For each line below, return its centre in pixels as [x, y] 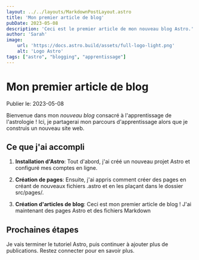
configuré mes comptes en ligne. [56, 168]
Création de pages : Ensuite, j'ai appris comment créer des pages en [101, 180]
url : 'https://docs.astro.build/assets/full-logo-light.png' [96, 46]
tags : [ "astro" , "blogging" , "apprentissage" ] [66, 57]
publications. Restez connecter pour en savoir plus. [70, 251]
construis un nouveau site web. [46, 128]
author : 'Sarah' [27, 34]
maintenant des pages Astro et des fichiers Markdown [83, 211]
